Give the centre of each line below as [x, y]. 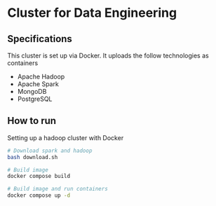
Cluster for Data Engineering [92, 13]
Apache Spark [38, 84]
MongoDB [32, 91]
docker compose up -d [39, 195]
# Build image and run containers [58, 189]
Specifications [40, 39]
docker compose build [39, 177]
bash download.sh [33, 157]
